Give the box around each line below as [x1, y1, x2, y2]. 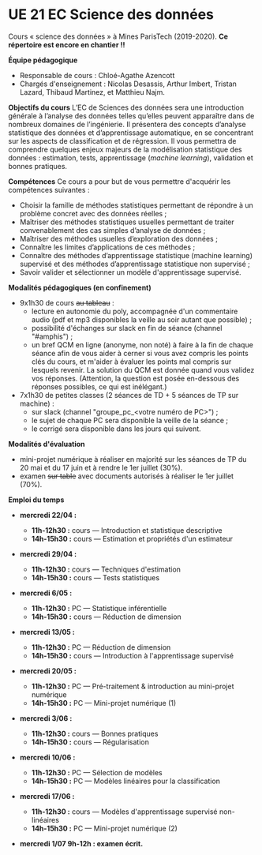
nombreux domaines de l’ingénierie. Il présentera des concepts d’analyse [8, 119, 246, 129]
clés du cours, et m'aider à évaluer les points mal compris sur [31, 357, 232, 366]
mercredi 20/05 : [19, 666, 77, 676]
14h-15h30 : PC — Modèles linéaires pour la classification [31, 776, 221, 786]
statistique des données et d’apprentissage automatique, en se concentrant [8, 128, 254, 137]
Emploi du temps [8, 495, 65, 504]
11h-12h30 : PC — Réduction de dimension [31, 642, 171, 652]
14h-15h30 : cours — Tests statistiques [31, 572, 160, 582]
